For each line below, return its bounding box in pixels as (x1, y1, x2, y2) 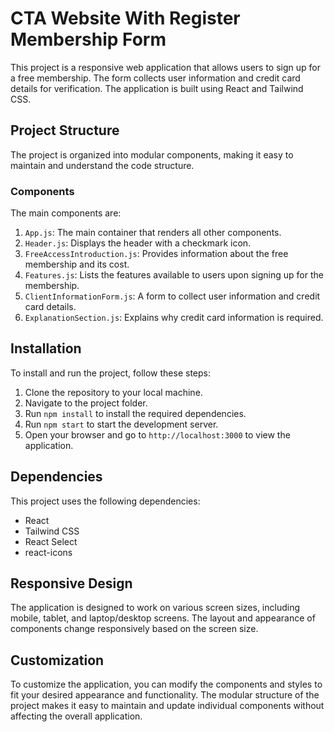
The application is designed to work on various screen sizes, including (10, 602, 301, 614)
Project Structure (10, 122, 120, 139)
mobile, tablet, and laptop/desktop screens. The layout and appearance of (10, 612, 316, 624)
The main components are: (10, 207, 122, 219)
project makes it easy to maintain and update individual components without (10, 700, 325, 712)
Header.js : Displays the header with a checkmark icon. (24, 237, 252, 249)
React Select (24, 535, 78, 547)
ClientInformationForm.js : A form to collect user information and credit (24, 290, 321, 302)
